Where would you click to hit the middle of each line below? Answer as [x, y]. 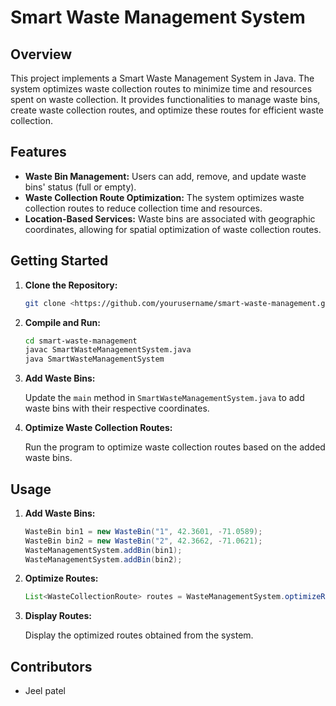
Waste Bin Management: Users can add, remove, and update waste [165, 176]
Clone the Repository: [71, 285]
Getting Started [59, 261]
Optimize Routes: [61, 578]
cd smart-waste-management [81, 341]
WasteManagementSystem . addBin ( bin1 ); [103, 550]
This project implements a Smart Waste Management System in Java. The [162, 78]
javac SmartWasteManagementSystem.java [108, 350]
